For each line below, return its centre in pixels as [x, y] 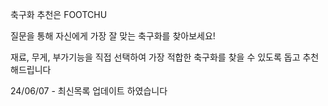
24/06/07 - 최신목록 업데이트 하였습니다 [89, 91]
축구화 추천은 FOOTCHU [59, 14]
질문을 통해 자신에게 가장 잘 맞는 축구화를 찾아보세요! [113, 36]
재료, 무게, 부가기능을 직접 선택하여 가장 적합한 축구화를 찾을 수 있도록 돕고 [155, 57]
